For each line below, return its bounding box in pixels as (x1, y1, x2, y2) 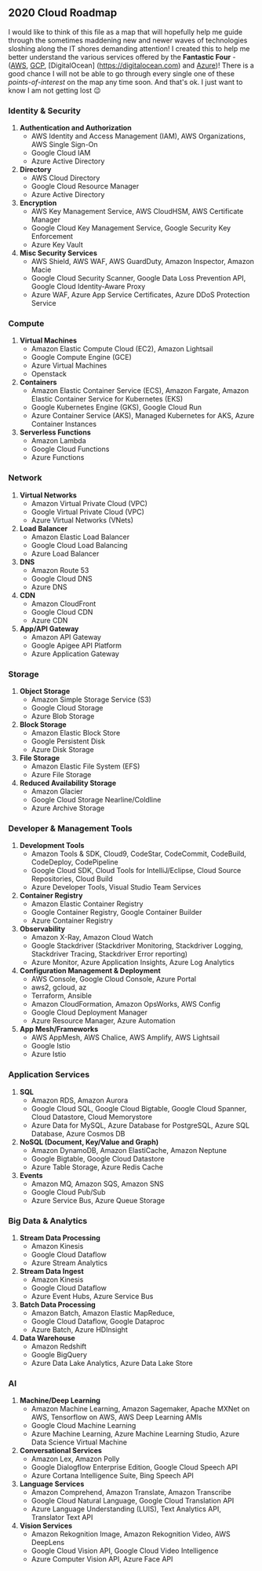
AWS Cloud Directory (31, 173, 100, 183)
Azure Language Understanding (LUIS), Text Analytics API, (31, 1504, 221, 1514)
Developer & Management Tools (8, 823, 133, 834)
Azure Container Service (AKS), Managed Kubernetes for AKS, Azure (31, 411, 255, 420)
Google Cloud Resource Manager (31, 182, 140, 191)
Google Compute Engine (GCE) (31, 353, 132, 362)
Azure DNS (31, 582, 68, 592)
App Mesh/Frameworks (19, 1025, 99, 1034)
